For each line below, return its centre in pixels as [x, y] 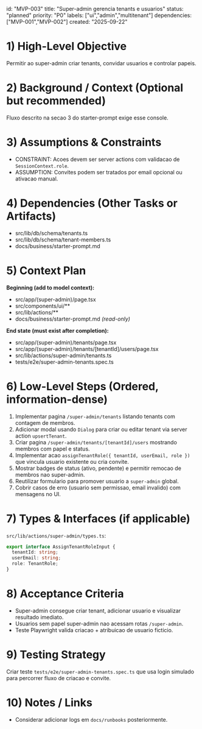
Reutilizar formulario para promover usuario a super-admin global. [97, 481]
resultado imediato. [39, 617]
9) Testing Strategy [56, 655]
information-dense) [57, 399]
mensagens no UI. [38, 494]
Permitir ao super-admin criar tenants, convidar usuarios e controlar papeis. [101, 63]
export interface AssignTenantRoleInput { [61, 547]
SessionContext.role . [42, 165]
